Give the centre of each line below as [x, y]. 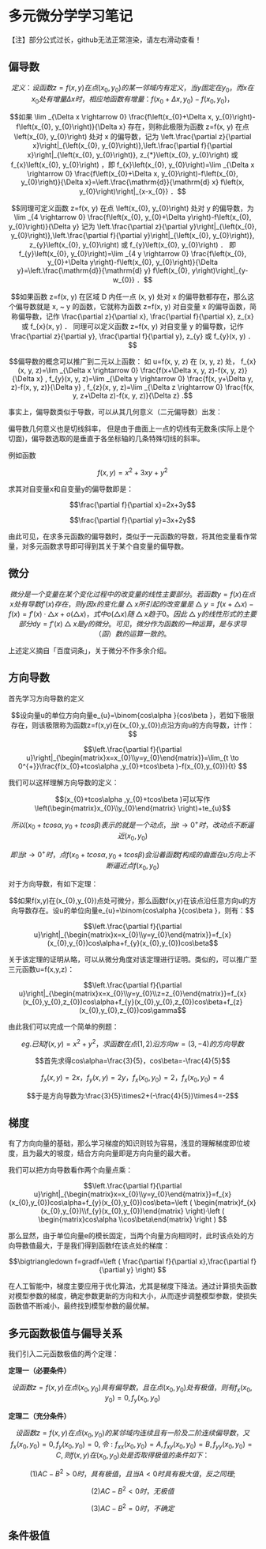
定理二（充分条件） [39, 1415]
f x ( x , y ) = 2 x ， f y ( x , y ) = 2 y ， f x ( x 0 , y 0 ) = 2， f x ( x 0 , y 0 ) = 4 [133, 1078]
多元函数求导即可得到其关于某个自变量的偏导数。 [108, 546]
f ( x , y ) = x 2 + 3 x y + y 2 [133, 472]
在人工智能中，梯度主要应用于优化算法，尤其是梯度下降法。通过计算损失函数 [133, 1286]
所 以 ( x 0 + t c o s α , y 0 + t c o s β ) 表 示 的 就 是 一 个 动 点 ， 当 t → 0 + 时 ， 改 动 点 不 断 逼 [133, 825]
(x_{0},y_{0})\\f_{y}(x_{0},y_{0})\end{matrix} [112, 1211]
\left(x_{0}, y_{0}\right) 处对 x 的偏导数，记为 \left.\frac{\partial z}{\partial [133, 137]
